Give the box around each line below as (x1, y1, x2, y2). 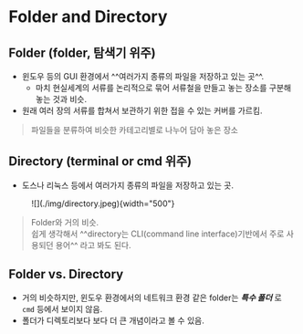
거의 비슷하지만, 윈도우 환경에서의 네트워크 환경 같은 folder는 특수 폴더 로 (21, 292, 282, 303)
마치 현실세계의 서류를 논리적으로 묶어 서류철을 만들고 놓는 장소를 (35, 82, 267, 93)
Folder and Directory (8, 6, 168, 27)
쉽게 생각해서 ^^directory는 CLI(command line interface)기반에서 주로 (30, 228, 285, 239)
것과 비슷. (52, 94, 88, 104)
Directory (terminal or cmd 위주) (8, 153, 193, 170)
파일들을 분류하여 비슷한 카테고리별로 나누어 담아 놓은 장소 (30, 125, 239, 135)
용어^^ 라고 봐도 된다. (55, 239, 131, 250)
